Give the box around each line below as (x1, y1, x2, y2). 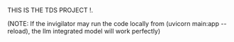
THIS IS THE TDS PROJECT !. (7, 6, 94, 14)
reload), (7, 27, 30, 35)
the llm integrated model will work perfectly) (31, 27, 161, 35)
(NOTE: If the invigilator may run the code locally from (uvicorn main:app (7, 20, 220, 27)
